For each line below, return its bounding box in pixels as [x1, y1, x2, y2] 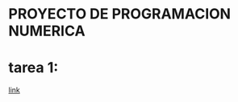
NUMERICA [8, 22, 86, 40]
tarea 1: [8, 59, 59, 77]
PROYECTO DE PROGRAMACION [8, 5, 232, 23]
